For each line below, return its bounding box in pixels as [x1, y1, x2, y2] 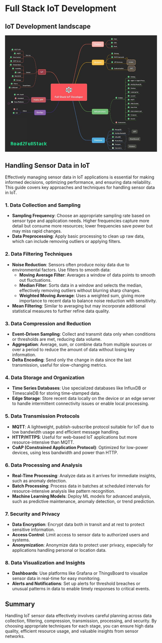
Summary [5, 600, 35, 608]
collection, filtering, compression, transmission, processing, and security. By [5, 618, 157, 624]
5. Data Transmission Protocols [5, 413, 80, 419]
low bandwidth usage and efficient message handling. [12, 429, 120, 434]
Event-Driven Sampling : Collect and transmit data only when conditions [12, 331, 156, 337]
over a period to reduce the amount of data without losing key [12, 347, 135, 352]
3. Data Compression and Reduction [5, 320, 91, 327]
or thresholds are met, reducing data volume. [12, 337, 102, 342]
